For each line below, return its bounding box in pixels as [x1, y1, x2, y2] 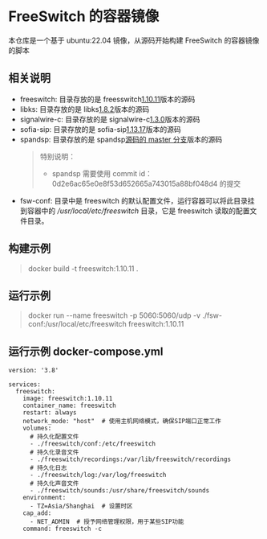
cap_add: [22, 509, 52, 517]
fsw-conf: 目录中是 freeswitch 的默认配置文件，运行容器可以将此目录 [19, 195, 249, 205]
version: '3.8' [8, 367, 59, 375]
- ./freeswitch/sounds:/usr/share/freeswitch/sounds [29, 487, 210, 495]
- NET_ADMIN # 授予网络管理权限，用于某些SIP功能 [29, 518, 184, 526]
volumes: [22, 424, 52, 433]
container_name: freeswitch [22, 401, 116, 410]
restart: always [22, 409, 78, 417]
